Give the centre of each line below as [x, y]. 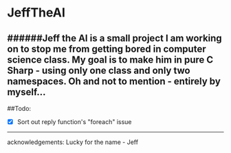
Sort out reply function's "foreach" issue [74, 122]
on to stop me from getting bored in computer [107, 49]
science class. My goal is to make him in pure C [110, 60]
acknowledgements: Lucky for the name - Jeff [73, 142]
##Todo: [19, 109]
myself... [26, 92]
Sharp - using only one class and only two [99, 70]
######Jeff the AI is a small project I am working [114, 38]
